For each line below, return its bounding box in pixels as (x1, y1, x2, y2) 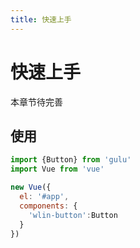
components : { (19, 201, 78, 211)
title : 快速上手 (10, 14, 72, 25)
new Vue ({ (10, 182, 52, 193)
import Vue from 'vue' (10, 164, 105, 175)
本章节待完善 (10, 96, 63, 108)
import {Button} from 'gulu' (10, 155, 132, 165)
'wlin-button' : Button (28, 210, 118, 220)
